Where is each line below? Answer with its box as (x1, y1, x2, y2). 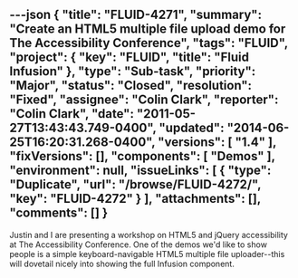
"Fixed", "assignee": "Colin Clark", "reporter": (9, 92, 279, 108)
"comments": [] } (9, 206, 109, 221)
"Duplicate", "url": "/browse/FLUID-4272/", (9, 177, 262, 193)
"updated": (159, 120, 225, 136)
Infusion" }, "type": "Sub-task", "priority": (9, 63, 256, 80)
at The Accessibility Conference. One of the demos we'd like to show (9, 239, 267, 250)
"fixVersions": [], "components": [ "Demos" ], (9, 149, 275, 164)
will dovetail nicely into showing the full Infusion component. (9, 258, 236, 269)
